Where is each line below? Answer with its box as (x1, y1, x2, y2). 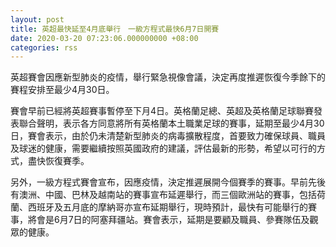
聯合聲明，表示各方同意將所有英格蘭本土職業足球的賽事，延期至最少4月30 (18, 117, 325, 130)
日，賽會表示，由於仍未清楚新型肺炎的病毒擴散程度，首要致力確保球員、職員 (10, 130, 326, 142)
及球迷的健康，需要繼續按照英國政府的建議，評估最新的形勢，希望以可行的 (10, 142, 317, 155)
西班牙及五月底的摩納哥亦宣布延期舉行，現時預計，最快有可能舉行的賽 (27, 201, 317, 213)
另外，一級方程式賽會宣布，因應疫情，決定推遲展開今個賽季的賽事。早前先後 (10, 176, 326, 188)
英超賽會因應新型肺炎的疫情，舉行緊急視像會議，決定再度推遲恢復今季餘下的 (10, 71, 326, 83)
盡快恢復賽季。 (27, 155, 90, 167)
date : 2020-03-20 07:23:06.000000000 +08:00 (10, 33, 199, 43)
